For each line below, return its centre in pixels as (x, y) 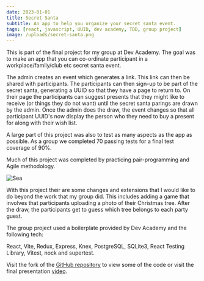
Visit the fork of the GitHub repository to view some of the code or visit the (100, 265)
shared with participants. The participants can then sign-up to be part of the (102, 84)
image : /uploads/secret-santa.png (50, 35)
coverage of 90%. (29, 148)
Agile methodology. (31, 166)
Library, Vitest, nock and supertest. (50, 253)
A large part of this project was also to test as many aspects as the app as (99, 135)
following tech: (25, 234)
